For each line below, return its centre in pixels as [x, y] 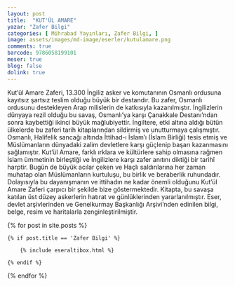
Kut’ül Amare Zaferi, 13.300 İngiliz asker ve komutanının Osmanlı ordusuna [114, 93]
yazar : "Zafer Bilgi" [39, 27]
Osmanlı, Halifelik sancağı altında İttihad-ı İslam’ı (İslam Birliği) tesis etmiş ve [117, 137]
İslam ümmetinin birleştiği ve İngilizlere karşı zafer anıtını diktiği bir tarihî [111, 159]
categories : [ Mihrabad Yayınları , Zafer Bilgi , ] [83, 33]
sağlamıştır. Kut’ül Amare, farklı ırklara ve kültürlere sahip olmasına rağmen [115, 152]
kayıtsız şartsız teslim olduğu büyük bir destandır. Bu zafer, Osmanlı [105, 100]
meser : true [25, 60]
